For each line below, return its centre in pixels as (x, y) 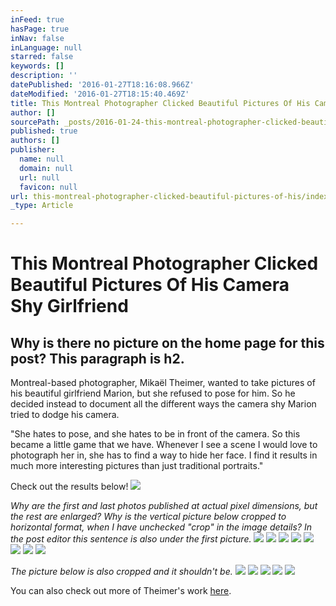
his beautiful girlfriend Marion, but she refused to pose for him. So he (153, 393)
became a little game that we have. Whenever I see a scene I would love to (164, 445)
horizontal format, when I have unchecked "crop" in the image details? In (161, 527)
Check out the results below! (69, 487)
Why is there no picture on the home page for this (167, 342)
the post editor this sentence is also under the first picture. (131, 539)
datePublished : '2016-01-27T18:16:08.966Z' (102, 85)
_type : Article (42, 206)
